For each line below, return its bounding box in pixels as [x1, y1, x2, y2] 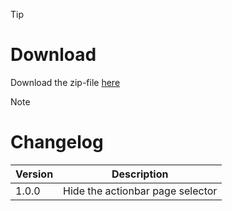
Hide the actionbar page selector [63, 184, 218, 198]
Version [15, 167, 54, 181]
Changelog [10, 131, 104, 154]
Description [111, 167, 169, 181]
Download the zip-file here [10, 76, 121, 88]
